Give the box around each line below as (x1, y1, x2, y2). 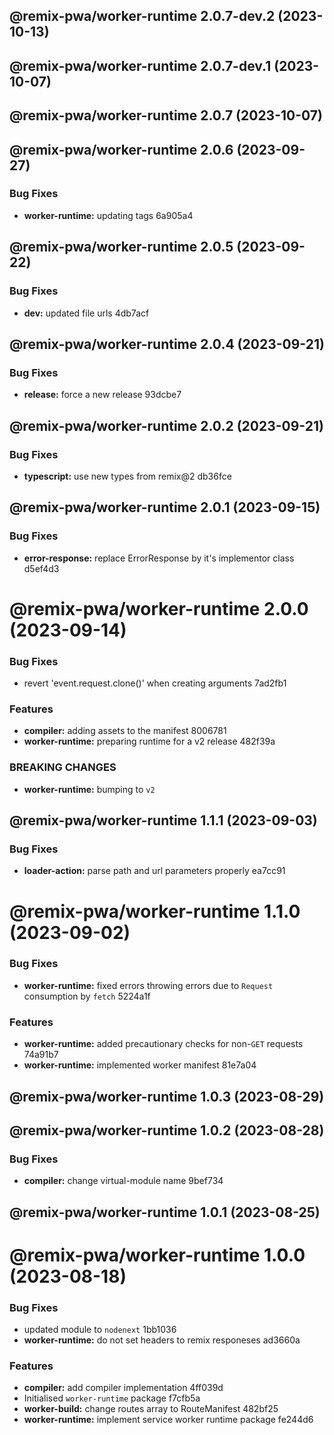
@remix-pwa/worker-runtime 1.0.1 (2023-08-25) (9, 1204, 321, 1221)
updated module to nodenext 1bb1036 (23, 1324, 177, 1336)
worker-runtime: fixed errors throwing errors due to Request (23, 979, 274, 991)
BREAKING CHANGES (9, 760, 117, 774)
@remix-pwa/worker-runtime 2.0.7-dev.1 (9, 57, 272, 74)
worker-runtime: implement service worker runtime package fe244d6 (23, 1414, 314, 1426)
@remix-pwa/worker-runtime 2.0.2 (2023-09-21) (9, 417, 324, 434)
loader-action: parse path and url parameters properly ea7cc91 (23, 865, 286, 877)
